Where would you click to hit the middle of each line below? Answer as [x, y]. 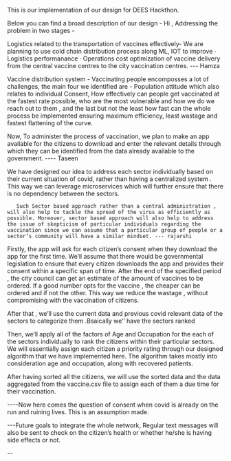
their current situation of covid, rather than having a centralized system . [109, 179]
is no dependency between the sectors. [63, 193]
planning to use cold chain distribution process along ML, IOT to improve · [112, 51]
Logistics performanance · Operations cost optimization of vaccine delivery [114, 58]
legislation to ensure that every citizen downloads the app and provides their [115, 264]
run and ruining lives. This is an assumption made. [78, 412]
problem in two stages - [41, 31]
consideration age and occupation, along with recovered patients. [100, 363]
